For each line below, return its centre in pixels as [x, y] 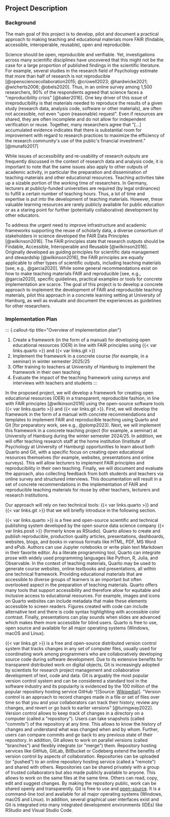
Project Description [36, 8]
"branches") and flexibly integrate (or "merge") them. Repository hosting [81, 745]
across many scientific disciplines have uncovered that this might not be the [84, 60]
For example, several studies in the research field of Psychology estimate [81, 70]
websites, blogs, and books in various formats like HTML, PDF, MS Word [81, 542]
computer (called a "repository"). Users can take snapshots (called [75, 718]
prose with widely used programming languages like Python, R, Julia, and [82, 558]
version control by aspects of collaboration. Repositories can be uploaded [82, 756]
